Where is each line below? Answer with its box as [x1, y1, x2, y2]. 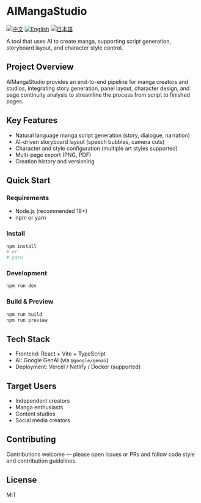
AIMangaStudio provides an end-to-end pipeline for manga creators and [6, 78, 188, 85]
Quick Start [6, 175, 51, 185]
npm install [6, 243, 37, 249]
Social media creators [15, 417, 70, 424]
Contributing [6, 434, 56, 445]
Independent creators [15, 397, 70, 404]
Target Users [6, 381, 57, 391]
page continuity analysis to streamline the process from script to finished [6, 91, 191, 99]
